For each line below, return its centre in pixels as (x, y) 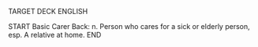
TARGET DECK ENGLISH (48, 11)
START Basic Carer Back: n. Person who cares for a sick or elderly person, (129, 26)
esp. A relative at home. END (55, 35)
